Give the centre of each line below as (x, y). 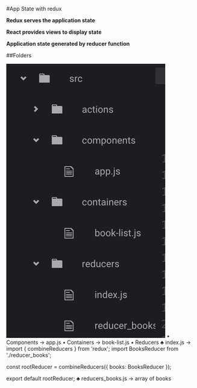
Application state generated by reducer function (68, 44)
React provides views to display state (54, 32)
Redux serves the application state (51, 20)
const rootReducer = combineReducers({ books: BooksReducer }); (89, 367)
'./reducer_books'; (29, 355)
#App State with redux (34, 9)
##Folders (19, 55)
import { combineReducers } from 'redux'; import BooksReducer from (92, 349)
